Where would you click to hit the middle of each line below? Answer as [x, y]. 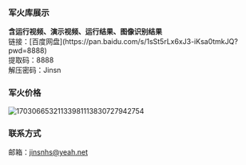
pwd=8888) [28, 50]
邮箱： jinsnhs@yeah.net [48, 152]
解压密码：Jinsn [35, 70]
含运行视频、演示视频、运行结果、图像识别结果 [85, 32]
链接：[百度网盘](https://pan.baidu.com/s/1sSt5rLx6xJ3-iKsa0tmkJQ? [123, 42]
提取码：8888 [31, 60]
